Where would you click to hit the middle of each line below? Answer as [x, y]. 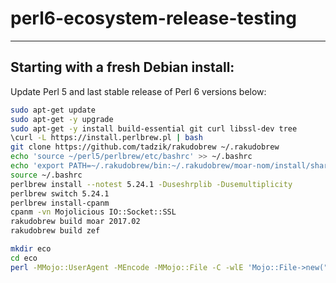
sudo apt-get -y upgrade [62, 119]
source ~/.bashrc [46, 175]
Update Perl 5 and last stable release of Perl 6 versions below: [138, 91]
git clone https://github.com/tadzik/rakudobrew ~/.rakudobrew [145, 147]
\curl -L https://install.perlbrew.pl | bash [106, 138]
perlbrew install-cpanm [60, 203]
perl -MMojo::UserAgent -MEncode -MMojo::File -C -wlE [127, 267]
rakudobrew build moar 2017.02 [75, 222]
